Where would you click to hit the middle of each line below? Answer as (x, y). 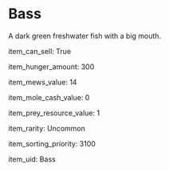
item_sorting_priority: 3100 (52, 143)
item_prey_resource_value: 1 (54, 113)
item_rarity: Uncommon (47, 128)
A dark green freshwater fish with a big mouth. (85, 36)
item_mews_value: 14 (43, 82)
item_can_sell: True (40, 51)
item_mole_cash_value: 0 (49, 97)
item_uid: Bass (32, 159)
